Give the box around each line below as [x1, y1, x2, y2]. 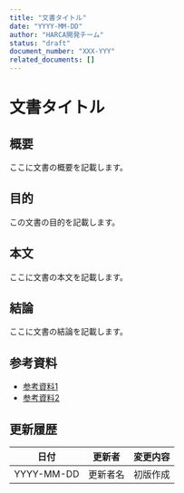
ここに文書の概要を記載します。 [9, 162, 129, 172]
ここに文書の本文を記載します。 [9, 271, 129, 282]
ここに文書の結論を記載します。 [9, 326, 129, 337]
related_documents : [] [9, 55, 95, 64]
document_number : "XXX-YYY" [9, 47, 116, 56]
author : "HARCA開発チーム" [9, 30, 104, 39]
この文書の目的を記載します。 [9, 217, 121, 227]
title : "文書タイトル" [9, 13, 87, 23]
